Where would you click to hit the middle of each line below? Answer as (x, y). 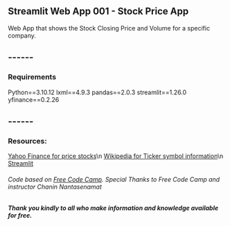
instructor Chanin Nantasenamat (55, 186)
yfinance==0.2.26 (34, 99)
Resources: (27, 141)
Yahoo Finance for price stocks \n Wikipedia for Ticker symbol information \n (116, 156)
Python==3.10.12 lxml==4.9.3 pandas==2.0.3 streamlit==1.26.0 (97, 92)
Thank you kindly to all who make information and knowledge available (113, 208)
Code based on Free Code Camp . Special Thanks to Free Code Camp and (114, 179)
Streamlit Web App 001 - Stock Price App (98, 11)
